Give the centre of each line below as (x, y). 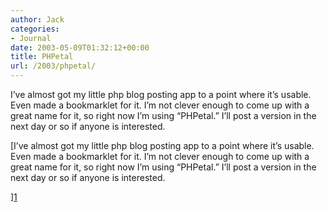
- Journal (31, 38)
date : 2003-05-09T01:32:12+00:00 (80, 47)
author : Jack (37, 19)
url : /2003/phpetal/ (53, 66)
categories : (35, 29)
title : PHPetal (42, 57)
